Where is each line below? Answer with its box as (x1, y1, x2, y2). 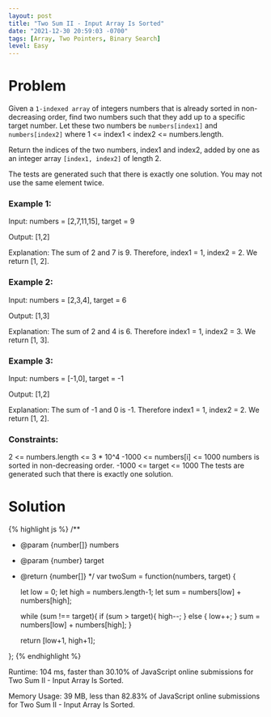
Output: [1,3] (8, 311, 50, 320)
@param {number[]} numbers (19, 540, 120, 550)
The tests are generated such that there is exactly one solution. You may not (8, 169, 263, 179)
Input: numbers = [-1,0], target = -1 (8, 373, 124, 383)
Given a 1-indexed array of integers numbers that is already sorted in (8, 104, 240, 113)
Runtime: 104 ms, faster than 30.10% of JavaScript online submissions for (8, 667, 254, 677)
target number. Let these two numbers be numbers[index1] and (8, 121, 218, 130)
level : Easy (8, 42, 49, 50)
